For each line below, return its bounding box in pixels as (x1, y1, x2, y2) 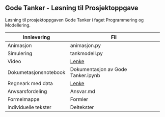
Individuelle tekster (7, 104, 52, 111)
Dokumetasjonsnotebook (7, 69, 66, 75)
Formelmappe (7, 95, 40, 102)
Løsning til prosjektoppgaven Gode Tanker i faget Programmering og (5, 17, 144, 23)
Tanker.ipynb (70, 72, 101, 79)
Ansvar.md (70, 88, 96, 94)
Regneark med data (7, 80, 53, 87)
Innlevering (23, 34, 50, 41)
